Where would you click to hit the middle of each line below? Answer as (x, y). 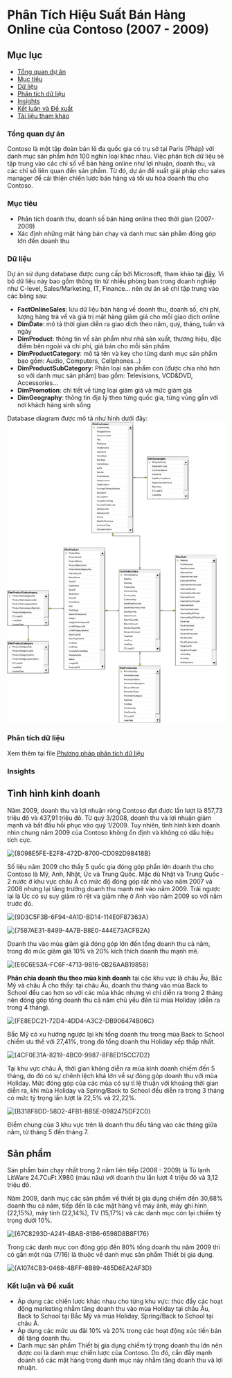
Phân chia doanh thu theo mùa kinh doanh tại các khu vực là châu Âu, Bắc (115, 978)
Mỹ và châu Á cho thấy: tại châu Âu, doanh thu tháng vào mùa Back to (107, 985)
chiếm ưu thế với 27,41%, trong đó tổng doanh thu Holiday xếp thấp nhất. (111, 1041)
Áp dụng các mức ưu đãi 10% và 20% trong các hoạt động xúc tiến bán (119, 1330)
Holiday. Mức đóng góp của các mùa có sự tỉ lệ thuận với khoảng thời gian (113, 1083)
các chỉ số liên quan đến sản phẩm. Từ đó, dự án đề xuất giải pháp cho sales (116, 171)
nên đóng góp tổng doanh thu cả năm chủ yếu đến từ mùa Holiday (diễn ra (114, 1000)
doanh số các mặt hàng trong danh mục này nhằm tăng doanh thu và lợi (120, 1360)
